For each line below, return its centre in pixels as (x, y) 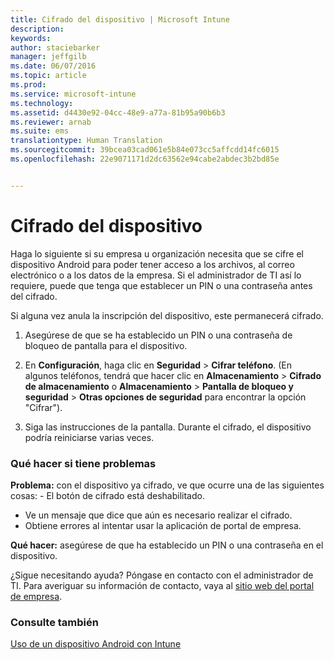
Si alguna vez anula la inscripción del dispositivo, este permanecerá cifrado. (167, 315)
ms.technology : (42, 103)
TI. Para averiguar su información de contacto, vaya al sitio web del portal (162, 585)
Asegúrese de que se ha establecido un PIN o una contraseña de (158, 335)
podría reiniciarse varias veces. (89, 437)
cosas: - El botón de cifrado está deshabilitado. (107, 495)
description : (37, 29)
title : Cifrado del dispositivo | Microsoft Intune (120, 19)
